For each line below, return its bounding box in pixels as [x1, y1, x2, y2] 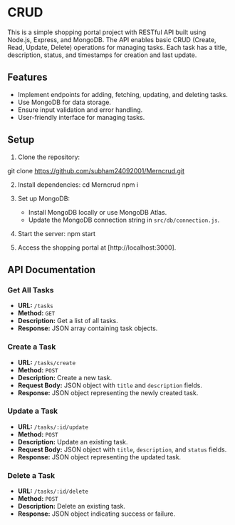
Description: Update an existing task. [17, 437, 128, 446]
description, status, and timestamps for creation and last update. [7, 51, 197, 59]
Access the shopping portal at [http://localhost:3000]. [17, 243, 177, 252]
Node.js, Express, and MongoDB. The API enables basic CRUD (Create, [7, 35, 216, 44]
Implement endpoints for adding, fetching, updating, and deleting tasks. [17, 90, 228, 98]
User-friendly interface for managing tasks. [17, 113, 145, 121]
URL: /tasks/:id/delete [17, 486, 89, 496]
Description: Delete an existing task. [17, 502, 126, 511]
